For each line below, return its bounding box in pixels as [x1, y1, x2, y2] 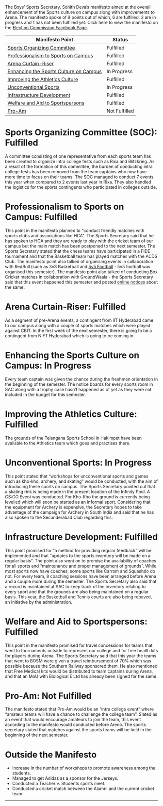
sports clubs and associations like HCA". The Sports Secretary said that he [5, 232, 154, 238]
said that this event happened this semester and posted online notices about [5, 279, 158, 285]
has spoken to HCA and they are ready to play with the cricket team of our [5, 238, 154, 244]
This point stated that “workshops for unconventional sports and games [5, 473, 149, 479]
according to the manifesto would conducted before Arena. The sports [5, 722, 147, 727]
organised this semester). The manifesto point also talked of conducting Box [5, 269, 158, 275]
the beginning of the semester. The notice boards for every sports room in [5, 381, 153, 387]
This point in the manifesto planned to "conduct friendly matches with [5, 228, 145, 233]
